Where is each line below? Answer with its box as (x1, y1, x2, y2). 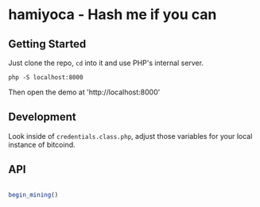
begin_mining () (8, 190, 59, 199)
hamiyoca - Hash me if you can (8, 6, 217, 24)
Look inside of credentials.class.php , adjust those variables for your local (8, 131, 253, 140)
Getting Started (8, 37, 87, 51)
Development (8, 110, 77, 124)
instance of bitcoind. (8, 140, 76, 149)
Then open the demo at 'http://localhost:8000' (8, 87, 161, 97)
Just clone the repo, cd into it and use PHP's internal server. (8, 58, 204, 67)
